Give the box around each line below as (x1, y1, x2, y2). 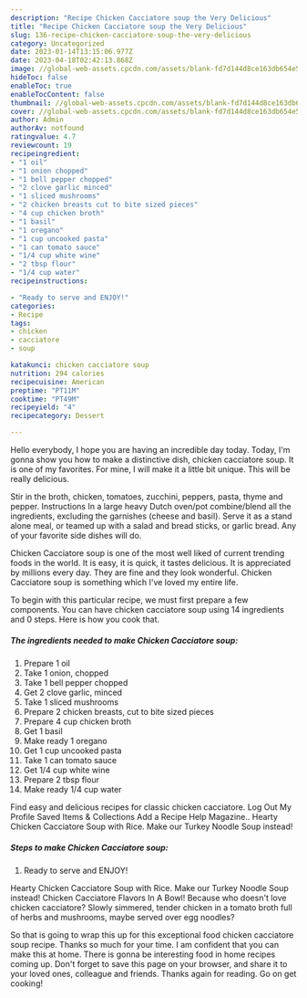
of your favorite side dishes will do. (10, 531, 142, 541)
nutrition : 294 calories (10, 369, 105, 378)
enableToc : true (10, 81, 72, 90)
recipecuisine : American (10, 377, 105, 386)
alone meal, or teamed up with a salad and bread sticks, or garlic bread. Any (10, 520, 297, 531)
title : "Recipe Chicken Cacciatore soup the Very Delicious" (10, 22, 248, 31)
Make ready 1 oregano (23, 735, 107, 746)
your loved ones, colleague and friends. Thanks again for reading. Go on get (10, 968, 297, 979)
